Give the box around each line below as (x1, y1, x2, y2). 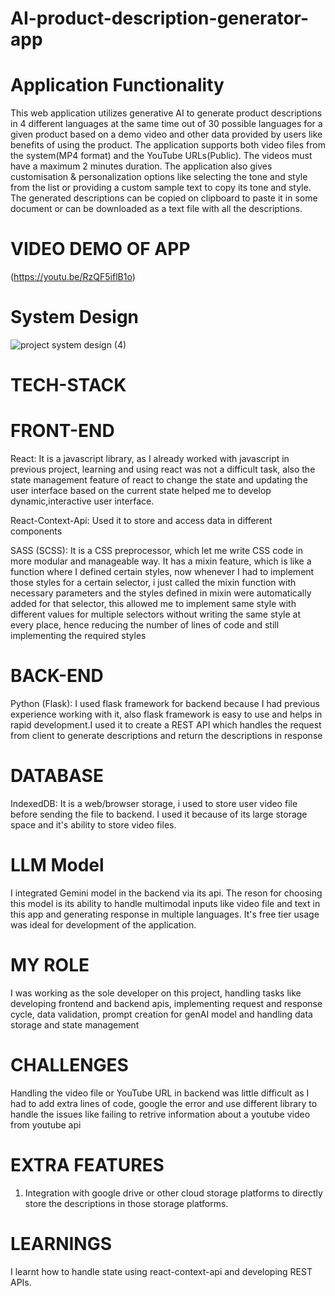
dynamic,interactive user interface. (10, 495, 155, 507)
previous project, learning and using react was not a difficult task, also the (10, 463, 316, 476)
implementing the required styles (10, 630, 147, 642)
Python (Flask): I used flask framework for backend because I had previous (10, 698, 320, 710)
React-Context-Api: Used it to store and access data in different (10, 515, 273, 527)
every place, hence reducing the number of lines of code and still (10, 619, 280, 631)
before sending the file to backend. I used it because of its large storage (10, 808, 308, 820)
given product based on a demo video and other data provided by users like (10, 128, 323, 141)
